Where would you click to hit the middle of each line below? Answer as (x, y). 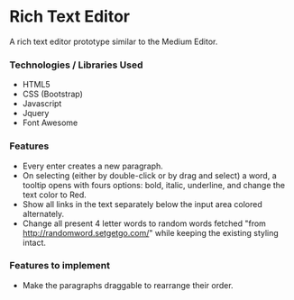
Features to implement (60, 266)
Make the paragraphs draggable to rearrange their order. (128, 285)
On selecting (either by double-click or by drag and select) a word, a (149, 175)
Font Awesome (50, 123)
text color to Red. (55, 195)
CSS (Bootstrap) (53, 94)
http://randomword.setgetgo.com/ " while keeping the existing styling (151, 232)
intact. (34, 242)
